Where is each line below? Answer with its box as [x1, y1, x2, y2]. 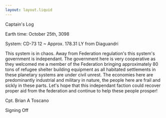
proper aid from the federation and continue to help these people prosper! [5, 87, 158, 93]
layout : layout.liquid [5, 7, 52, 13]
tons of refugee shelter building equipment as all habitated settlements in [5, 66, 156, 72]
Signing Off [5, 107, 28, 113]
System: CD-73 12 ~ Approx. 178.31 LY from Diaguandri [5, 41, 118, 47]
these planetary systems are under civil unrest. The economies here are [5, 71, 153, 78]
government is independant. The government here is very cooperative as [5, 56, 156, 62]
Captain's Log [5, 21, 34, 27]
